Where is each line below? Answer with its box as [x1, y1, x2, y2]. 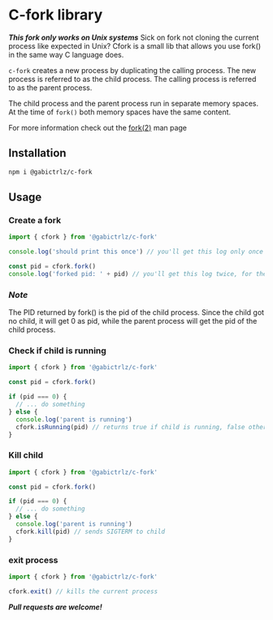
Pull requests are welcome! [8, 602, 103, 612]
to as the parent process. [8, 83, 93, 93]
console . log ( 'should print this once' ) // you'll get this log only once [8, 248, 264, 256]
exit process [8, 554, 58, 566]
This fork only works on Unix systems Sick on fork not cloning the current [8, 32, 259, 42]
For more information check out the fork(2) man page [8, 123, 188, 132]
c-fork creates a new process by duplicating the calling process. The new [8, 65, 257, 75]
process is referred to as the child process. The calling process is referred [8, 74, 257, 84]
